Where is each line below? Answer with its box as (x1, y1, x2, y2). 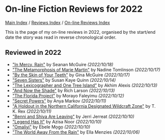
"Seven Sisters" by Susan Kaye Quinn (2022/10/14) (12, 77, 116, 83)
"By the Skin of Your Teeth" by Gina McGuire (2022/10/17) (12, 72, 130, 78)
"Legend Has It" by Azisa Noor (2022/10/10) (12, 118, 102, 124)
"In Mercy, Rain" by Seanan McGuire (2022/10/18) (12, 61, 114, 67)
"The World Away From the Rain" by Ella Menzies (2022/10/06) (12, 129, 140, 135)
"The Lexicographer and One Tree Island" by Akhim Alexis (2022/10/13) (12, 82, 158, 88)
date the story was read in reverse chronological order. (5, 34, 117, 40)
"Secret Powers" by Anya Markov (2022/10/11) (12, 98, 107, 104)
